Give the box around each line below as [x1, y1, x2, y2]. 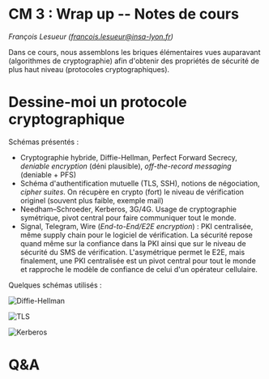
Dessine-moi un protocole [8, 93, 188, 112]
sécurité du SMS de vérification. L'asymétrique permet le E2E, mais [19, 247, 246, 257]
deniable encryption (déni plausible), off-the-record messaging [19, 161, 233, 171]
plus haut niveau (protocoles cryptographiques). [8, 64, 170, 74]
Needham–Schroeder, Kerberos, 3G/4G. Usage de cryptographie [19, 204, 237, 214]
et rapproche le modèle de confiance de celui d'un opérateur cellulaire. [19, 264, 258, 274]
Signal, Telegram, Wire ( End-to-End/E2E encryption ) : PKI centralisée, [19, 221, 254, 231]
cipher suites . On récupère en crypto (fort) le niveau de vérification [19, 187, 245, 197]
